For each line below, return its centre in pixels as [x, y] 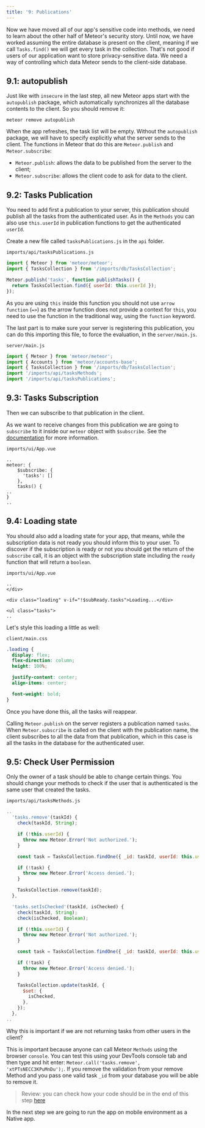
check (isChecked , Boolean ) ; [53, 918]
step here [33, 1100]
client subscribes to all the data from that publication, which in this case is [99, 736]
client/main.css [27, 638]
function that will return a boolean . [49, 562]
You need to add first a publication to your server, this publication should [98, 210]
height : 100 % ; [30, 667]
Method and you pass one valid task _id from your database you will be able [103, 1075]
